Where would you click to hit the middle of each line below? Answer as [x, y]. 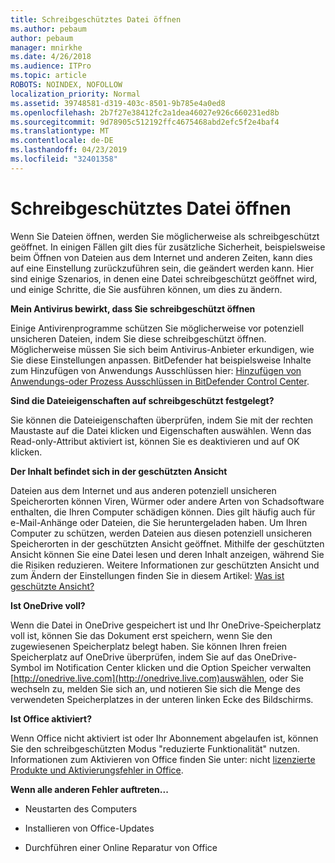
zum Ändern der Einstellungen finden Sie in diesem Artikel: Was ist [147, 575]
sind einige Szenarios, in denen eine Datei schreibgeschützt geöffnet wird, [164, 278]
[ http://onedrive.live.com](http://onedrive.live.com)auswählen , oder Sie [157, 678]
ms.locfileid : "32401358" [64, 159]
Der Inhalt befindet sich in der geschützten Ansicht [119, 471]
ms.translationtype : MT [60, 131]
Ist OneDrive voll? [48, 605]
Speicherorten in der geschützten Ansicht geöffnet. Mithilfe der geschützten [167, 543]
